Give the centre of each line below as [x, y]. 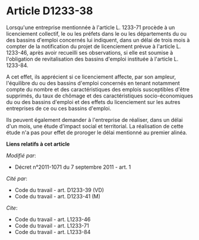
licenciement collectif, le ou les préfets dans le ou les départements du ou [97, 33]
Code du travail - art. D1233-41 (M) [58, 196]
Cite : [12, 208]
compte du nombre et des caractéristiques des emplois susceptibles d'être [98, 89]
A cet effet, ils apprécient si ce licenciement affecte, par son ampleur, [91, 77]
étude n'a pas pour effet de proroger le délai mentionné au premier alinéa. [97, 132]
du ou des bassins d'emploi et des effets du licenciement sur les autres [93, 102]
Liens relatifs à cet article [38, 144]
